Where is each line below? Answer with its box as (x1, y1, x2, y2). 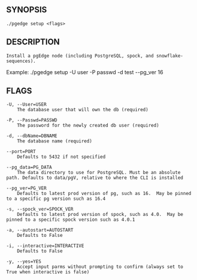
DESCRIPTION (6, 37, 60, 47)
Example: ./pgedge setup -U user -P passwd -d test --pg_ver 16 (6, 68, 163, 75)
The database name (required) (17, 138, 93, 144)
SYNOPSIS (6, 5, 47, 15)
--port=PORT (6, 149, 36, 155)
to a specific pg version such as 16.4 (6, 196, 106, 202)
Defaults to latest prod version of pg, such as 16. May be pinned (17, 191, 192, 197)
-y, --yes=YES (6, 258, 42, 265)
